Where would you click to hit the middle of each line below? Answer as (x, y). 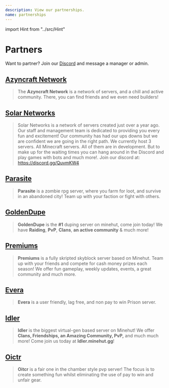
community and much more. (47, 274)
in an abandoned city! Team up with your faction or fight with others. (89, 196)
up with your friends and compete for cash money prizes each (82, 263)
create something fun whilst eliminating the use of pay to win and (86, 374)
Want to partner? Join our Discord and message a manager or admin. (77, 63)
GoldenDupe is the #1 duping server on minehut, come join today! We (90, 224)
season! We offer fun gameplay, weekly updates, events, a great (84, 268)
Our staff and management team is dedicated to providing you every (89, 131)
